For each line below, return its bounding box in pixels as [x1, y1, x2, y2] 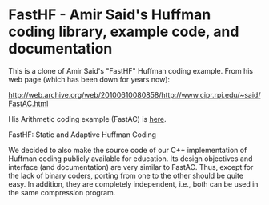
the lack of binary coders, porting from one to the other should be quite [8, 171, 244, 180]
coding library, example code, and [8, 22, 239, 41]
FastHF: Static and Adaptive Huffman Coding [8, 130, 157, 139]
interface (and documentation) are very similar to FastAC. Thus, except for [8, 162, 254, 171]
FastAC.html [8, 98, 49, 108]
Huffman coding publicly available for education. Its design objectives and [8, 154, 253, 163]
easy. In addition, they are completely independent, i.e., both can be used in [8, 179, 259, 189]
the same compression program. [8, 187, 116, 197]
